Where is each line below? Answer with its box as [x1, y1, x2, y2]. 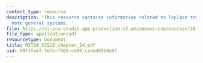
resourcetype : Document [6, 37, 66, 43]
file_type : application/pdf [6, 31, 77, 37]
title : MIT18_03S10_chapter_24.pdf [6, 43, 96, 49]
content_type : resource [6, 8, 66, 15]
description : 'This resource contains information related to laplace [6, 14, 188, 20]
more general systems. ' [11, 20, 74, 26]
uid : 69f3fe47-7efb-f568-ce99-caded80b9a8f [6, 48, 118, 54]
